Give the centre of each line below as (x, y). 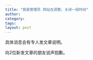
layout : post (18, 28)
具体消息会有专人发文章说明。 (35, 42)
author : (13, 14)
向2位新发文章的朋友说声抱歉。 (36, 53)
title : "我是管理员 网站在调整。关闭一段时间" (47, 10)
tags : (10, 23)
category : (15, 19)
